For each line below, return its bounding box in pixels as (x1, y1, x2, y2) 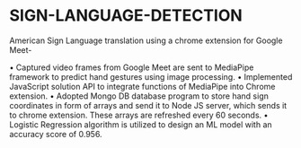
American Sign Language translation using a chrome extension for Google (9, 35, 283, 46)
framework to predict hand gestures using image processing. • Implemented (9, 71, 293, 82)
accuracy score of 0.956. (9, 128, 102, 139)
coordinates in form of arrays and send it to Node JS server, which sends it (9, 100, 288, 110)
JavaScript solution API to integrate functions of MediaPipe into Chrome (9, 81, 276, 91)
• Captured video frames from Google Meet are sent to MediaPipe (9, 62, 254, 73)
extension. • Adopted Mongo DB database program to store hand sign (9, 91, 270, 101)
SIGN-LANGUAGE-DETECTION (9, 5, 243, 26)
